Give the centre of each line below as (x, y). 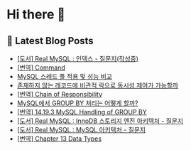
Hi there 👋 (36, 15)
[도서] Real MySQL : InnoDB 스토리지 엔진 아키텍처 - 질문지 (100, 121)
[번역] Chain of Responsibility (60, 94)
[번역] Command (41, 68)
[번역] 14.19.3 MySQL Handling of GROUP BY (82, 112)
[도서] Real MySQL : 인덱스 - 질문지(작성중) (78, 59)
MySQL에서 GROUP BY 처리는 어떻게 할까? (77, 103)
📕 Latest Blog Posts (50, 41)
